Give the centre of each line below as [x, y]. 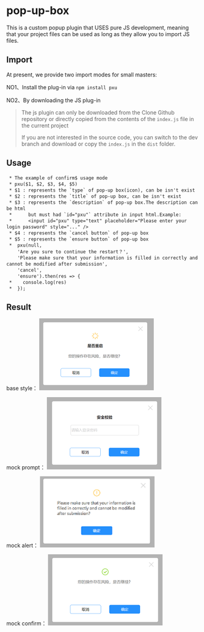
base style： [22, 388]
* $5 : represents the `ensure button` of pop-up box [79, 239]
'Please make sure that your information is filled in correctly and [108, 258]
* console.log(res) [38, 282]
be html [16, 209]
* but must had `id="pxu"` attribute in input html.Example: [95, 215]
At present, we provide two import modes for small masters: [82, 75]
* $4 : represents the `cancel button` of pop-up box [79, 233]
